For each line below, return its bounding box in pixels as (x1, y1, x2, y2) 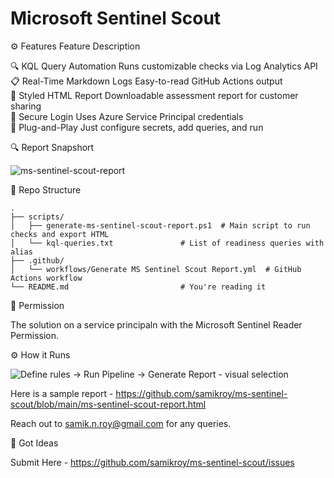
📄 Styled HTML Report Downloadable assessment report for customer (10, 89, 299, 101)
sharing (10, 100, 42, 112)
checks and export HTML (10, 229, 110, 239)
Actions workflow (10, 273, 83, 283)
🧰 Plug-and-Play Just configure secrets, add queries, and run (10, 121, 264, 133)
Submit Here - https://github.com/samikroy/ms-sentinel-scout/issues (10, 456, 295, 468)
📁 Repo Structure (10, 183, 82, 196)
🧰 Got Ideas (10, 437, 59, 449)
